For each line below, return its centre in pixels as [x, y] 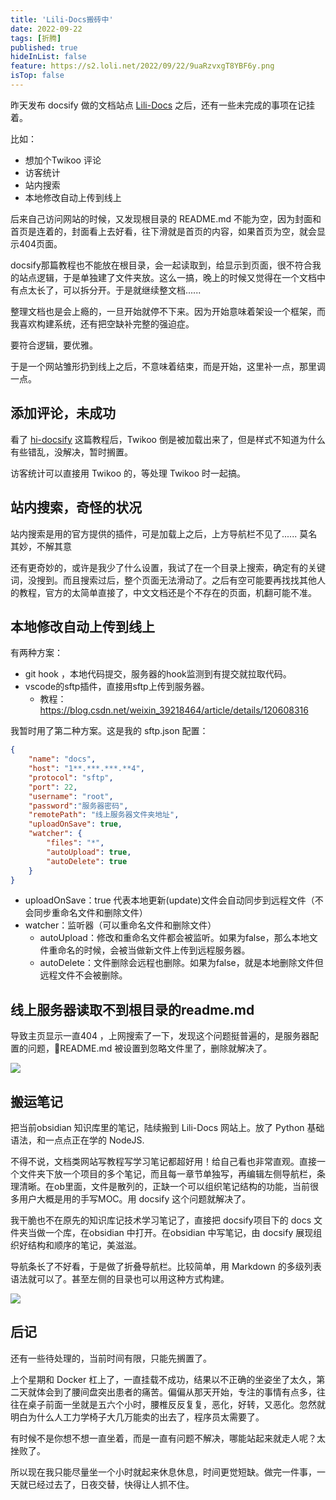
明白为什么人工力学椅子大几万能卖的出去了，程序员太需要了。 [137, 1417]
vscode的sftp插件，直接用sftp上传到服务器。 [117, 687]
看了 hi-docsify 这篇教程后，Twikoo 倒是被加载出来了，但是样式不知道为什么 [168, 439]
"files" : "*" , [75, 843]
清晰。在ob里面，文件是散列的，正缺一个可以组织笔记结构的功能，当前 [164, 1187]
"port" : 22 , [53, 787]
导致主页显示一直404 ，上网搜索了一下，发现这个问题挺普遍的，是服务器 [160, 1036]
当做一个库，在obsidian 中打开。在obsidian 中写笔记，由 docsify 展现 [170, 1233]
